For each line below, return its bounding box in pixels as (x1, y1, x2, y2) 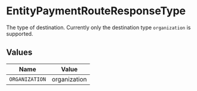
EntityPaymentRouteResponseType (6, 4, 186, 18)
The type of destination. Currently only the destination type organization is (6, 24, 191, 31)
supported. (6, 30, 33, 37)
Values (6, 48, 33, 58)
